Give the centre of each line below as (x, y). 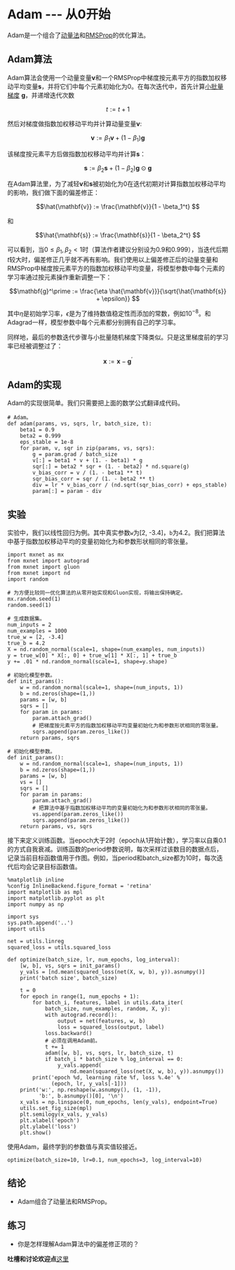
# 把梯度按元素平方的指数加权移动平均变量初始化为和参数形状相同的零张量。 (127, 726)
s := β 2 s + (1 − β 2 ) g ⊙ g (118, 169)
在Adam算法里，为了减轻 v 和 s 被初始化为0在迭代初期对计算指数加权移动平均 (116, 184)
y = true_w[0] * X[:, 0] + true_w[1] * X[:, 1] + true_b (92, 656)
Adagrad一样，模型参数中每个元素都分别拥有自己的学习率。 (94, 322)
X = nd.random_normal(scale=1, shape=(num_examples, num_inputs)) (106, 649)
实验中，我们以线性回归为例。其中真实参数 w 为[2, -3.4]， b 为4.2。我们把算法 (116, 533)
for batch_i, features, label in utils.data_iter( (108, 1003)
